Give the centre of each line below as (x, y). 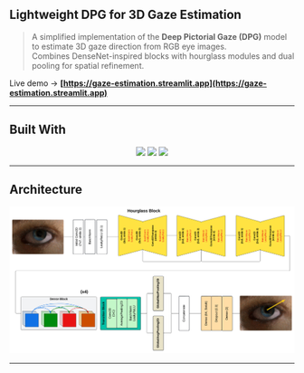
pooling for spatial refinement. (88, 65)
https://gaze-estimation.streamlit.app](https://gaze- (165, 83)
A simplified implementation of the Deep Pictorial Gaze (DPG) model (159, 36)
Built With (38, 130)
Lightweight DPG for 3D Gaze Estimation (125, 15)
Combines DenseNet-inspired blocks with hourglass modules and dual (163, 56)
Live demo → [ (37, 83)
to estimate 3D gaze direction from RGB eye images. (129, 46)
